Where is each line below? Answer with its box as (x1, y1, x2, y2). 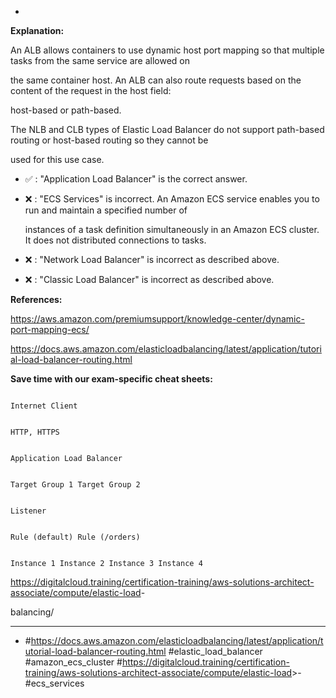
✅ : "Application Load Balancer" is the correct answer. (24, 173, 248, 185)
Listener (10, 506, 47, 516)
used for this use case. (10, 154, 105, 165)
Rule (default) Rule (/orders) (10, 532, 141, 542)
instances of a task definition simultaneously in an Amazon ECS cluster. (24, 224, 320, 235)
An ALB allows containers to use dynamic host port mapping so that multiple (10, 44, 325, 56)
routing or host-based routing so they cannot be (10, 134, 209, 146)
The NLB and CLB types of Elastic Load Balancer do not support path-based (10, 124, 325, 135)
